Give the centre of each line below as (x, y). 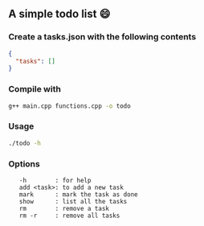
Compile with (35, 89)
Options (24, 163)
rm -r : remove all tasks (69, 216)
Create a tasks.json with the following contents (102, 37)
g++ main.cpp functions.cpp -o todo (69, 106)
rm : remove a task (64, 208)
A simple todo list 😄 (59, 14)
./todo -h (25, 143)
